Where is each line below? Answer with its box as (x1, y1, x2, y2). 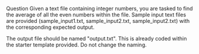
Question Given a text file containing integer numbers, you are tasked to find (6, 5, 193, 12)
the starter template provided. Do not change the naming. (6, 41, 147, 48)
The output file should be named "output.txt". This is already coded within (6, 35, 187, 42)
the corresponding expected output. (6, 23, 95, 31)
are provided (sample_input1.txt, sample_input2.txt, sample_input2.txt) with (6, 18, 190, 24)
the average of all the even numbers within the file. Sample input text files (6, 11, 187, 18)
